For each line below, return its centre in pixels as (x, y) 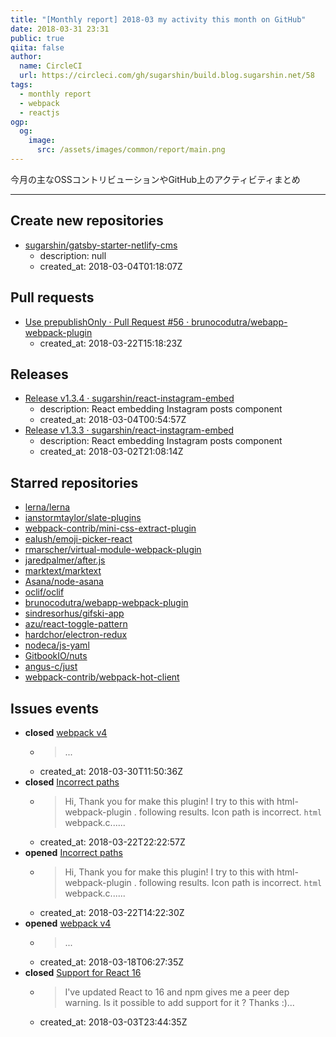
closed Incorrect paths (72, 782)
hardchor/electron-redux (76, 635)
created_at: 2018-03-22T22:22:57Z (112, 842)
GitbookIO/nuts (56, 656)
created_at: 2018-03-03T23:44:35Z (113, 1022)
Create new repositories (87, 221)
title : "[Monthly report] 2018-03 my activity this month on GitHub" (158, 19)
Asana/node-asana (64, 582)
